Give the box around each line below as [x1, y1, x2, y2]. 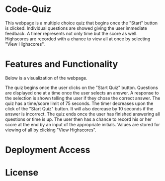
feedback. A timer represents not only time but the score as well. [5, 30, 138, 36]
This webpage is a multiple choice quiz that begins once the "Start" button [5, 20, 158, 26]
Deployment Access [5, 144, 90, 156]
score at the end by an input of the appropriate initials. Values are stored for [5, 121, 161, 127]
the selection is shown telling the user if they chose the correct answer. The [5, 95, 161, 101]
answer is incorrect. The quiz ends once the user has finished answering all [5, 111, 160, 117]
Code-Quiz [5, 3, 52, 15]
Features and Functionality [5, 59, 118, 70]
